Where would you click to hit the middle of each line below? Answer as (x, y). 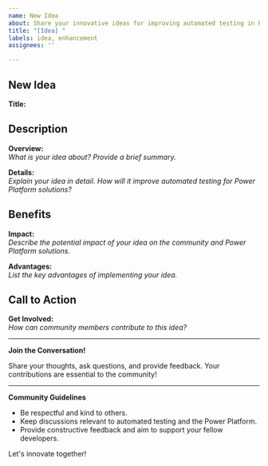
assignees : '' (32, 46)
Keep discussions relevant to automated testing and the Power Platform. (138, 421)
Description (38, 129)
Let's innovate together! (47, 454)
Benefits (30, 215)
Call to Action (43, 299)
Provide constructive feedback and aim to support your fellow (121, 430)
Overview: (26, 148)
